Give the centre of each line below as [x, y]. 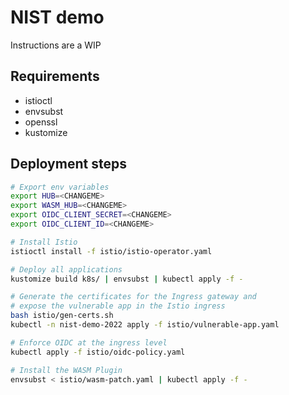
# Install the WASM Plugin [66, 370]
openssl [41, 122]
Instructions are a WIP [56, 45]
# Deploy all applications [66, 269]
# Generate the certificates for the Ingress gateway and [133, 297]
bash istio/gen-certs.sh [62, 316]
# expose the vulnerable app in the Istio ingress [118, 306]
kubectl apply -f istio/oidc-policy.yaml [98, 352]
